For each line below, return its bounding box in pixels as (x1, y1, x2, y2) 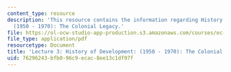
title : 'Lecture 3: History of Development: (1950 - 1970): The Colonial (7, 49, 223, 56)
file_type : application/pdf (7, 36, 88, 43)
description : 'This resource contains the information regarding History (7, 16, 223, 23)
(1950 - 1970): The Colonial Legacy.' (13, 23, 125, 29)
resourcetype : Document (7, 42, 76, 49)
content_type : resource (7, 10, 76, 17)
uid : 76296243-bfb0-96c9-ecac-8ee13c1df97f (7, 55, 134, 62)
